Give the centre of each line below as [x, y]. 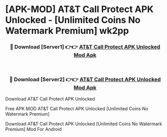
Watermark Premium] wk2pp [67, 31]
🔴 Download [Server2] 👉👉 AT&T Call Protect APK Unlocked [85, 79]
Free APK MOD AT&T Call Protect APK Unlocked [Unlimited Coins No [77, 108]
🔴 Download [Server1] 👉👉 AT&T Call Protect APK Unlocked [85, 47]
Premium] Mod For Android [34, 129]
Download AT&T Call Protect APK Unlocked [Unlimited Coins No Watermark [84, 124]
